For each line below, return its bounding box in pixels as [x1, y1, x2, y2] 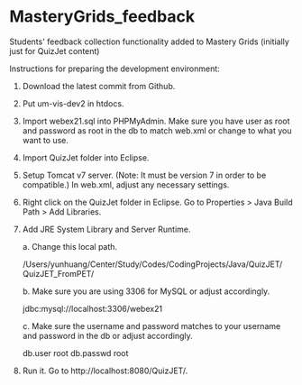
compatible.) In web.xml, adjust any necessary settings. [22, 179, 230, 190]
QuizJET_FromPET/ [22, 268, 95, 279]
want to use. [22, 134, 69, 145]
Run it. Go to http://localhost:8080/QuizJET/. [22, 365, 188, 376]
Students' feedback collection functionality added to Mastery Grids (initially [9, 36, 290, 47]
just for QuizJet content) [9, 45, 100, 56]
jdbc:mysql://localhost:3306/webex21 [22, 303, 163, 314]
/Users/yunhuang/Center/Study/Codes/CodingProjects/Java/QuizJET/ [22, 259, 283, 270]
